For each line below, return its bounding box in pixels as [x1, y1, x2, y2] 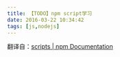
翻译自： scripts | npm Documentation [7, 43, 113, 51]
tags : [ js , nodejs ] [7, 23, 60, 30]
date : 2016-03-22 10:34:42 [7, 16, 84, 23]
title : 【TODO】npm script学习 [7, 10, 93, 17]
